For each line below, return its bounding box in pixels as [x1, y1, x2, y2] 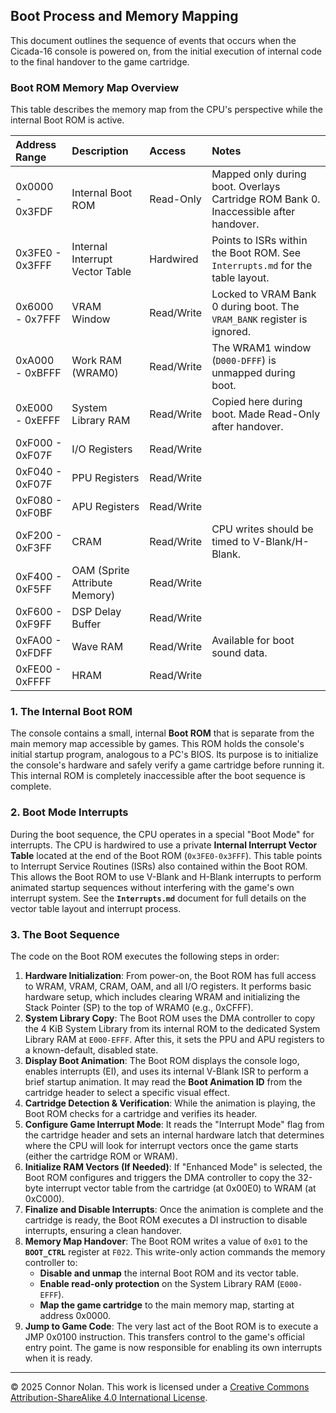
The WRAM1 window [211, 341, 312, 355]
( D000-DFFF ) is [211, 354, 277, 368]
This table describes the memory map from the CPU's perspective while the [10, 104, 323, 116]
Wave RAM [71, 640, 124, 654]
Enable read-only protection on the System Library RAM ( [39, 1278, 281, 1289]
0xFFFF [15, 675, 52, 689]
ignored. [211, 325, 252, 339]
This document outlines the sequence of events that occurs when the [10, 34, 297, 46]
